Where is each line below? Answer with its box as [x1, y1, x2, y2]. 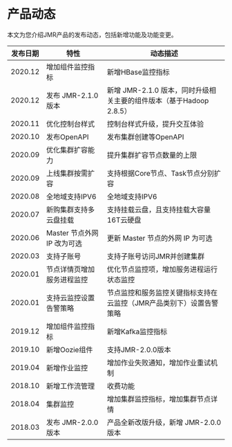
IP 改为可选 [46, 238, 83, 248]
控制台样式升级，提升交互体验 [106, 119, 204, 129]
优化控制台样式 [46, 119, 95, 129]
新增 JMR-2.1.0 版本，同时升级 [106, 85, 209, 95]
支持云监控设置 [46, 293, 95, 302]
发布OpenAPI [46, 132, 89, 142]
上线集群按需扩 [46, 168, 95, 178]
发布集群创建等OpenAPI [106, 132, 184, 142]
